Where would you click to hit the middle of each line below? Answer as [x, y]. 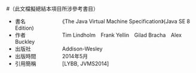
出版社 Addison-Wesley [59, 49]
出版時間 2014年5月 [51, 56]
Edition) [24, 28]
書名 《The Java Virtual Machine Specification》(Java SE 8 [102, 21]
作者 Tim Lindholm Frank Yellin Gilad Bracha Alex [98, 35]
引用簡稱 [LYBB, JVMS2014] [62, 64]
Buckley [25, 42]
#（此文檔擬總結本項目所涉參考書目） [52, 9]
